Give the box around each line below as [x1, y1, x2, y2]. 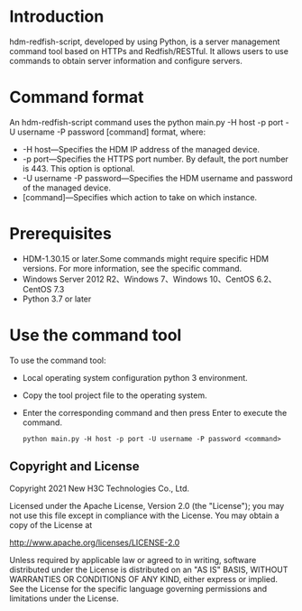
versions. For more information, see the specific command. [22, 263, 243, 273]
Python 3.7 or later [22, 293, 92, 304]
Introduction [9, 6, 105, 27]
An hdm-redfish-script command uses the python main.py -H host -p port [9, 116, 284, 127]
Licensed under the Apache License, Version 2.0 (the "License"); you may [9, 500, 285, 511]
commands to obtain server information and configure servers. [9, 55, 243, 66]
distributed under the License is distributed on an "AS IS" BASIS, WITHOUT [9, 564, 288, 575]
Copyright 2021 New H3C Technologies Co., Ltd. [9, 483, 190, 494]
